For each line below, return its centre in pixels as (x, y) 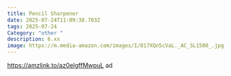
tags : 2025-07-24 (32, 26)
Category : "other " (35, 33)
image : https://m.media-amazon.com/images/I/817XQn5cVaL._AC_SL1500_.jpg (116, 46)
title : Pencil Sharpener (43, 13)
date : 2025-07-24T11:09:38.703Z (54, 20)
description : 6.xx (34, 39)
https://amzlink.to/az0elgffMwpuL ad (60, 65)
